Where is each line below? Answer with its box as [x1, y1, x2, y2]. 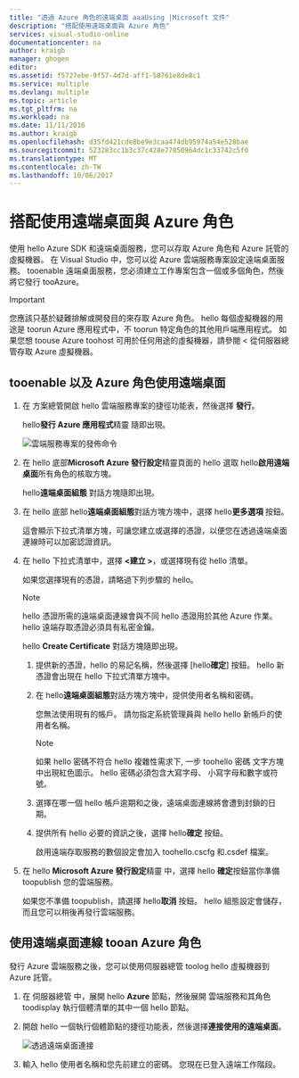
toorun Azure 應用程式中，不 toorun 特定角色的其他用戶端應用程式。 [26, 324, 278, 335]
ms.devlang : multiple [9, 87, 90, 96]
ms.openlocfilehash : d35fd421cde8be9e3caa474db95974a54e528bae [9, 137, 249, 146]
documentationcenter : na [9, 37, 101, 47]
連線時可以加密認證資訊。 [21, 536, 117, 547]
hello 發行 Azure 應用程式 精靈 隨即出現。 [21, 419, 171, 429]
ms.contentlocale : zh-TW [9, 162, 101, 171]
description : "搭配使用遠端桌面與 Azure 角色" [9, 21, 171, 30]
